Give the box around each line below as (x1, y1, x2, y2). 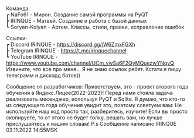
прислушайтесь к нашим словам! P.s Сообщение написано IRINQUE (6, 121, 177, 127)
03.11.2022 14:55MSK (6, 126, 58, 133)
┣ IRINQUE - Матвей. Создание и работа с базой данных (6, 17, 147, 24)
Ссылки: (6, 35, 28, 41)
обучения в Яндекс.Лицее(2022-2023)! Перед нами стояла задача (6, 90, 173, 96)
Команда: (6, 5, 30, 12)
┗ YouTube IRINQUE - (6, 54, 58, 60)
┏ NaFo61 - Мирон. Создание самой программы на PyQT (6, 11, 148, 18)
